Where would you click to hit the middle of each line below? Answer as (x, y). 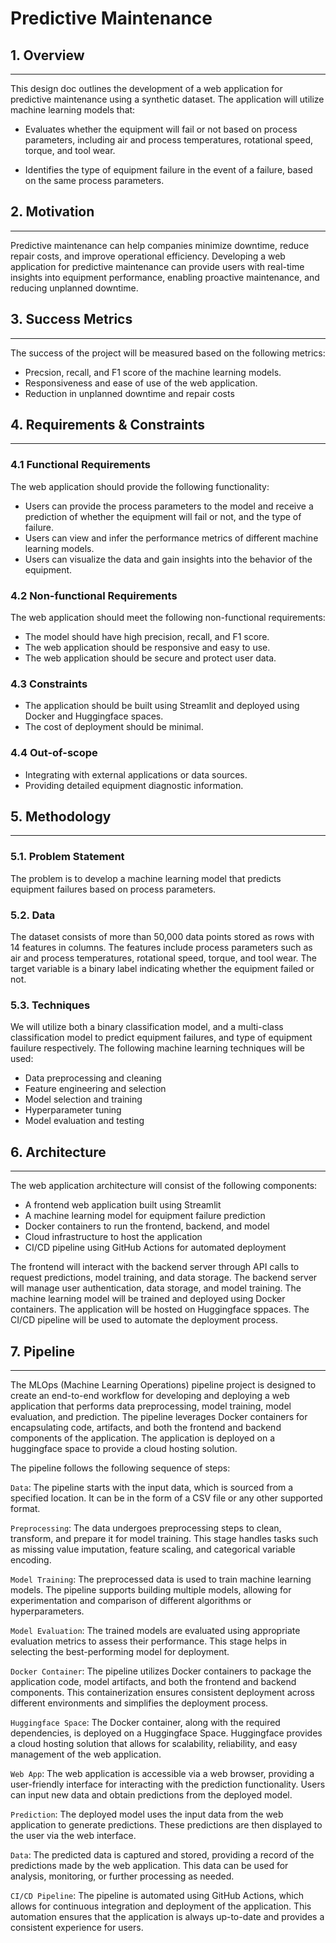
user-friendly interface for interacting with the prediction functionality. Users (168, 1784)
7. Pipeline (42, 1351)
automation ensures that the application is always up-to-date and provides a (167, 1916)
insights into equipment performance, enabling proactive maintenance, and (165, 277)
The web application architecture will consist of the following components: (164, 1186)
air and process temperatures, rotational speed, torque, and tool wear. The (164, 958)
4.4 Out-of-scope (54, 753)
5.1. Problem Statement (67, 857)
